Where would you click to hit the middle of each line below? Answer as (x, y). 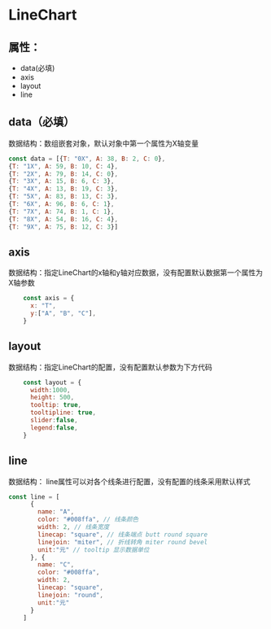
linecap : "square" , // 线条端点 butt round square (123, 535)
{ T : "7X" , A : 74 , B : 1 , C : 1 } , (61, 212)
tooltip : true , (56, 405)
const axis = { (49, 299)
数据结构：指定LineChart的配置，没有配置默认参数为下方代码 (111, 367)
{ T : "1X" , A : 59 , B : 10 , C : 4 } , (63, 166)
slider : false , (54, 421)
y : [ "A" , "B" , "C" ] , (63, 314)
